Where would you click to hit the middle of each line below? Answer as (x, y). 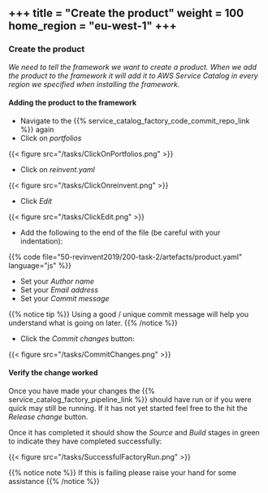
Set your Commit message (65, 298)
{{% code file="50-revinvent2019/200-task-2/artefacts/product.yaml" (125, 257)
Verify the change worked (53, 373)
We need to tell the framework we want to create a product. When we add (133, 67)
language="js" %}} (40, 265)
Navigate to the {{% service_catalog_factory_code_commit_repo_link (135, 120)
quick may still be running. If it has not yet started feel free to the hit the (128, 409)
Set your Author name (57, 281)
